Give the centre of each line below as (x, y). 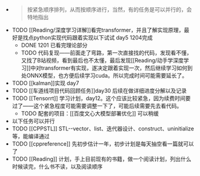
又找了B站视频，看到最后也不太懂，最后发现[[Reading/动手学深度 (102, 60)
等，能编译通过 (31, 136)
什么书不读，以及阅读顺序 (71, 167)
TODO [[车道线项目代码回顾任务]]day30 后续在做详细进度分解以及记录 (99, 91)
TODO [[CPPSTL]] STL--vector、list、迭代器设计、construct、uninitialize (103, 129)
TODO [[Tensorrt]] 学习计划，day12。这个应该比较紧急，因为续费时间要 (101, 98)
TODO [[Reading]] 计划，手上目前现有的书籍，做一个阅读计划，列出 (96, 159)
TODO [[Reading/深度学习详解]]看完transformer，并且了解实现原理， (98, 30)
